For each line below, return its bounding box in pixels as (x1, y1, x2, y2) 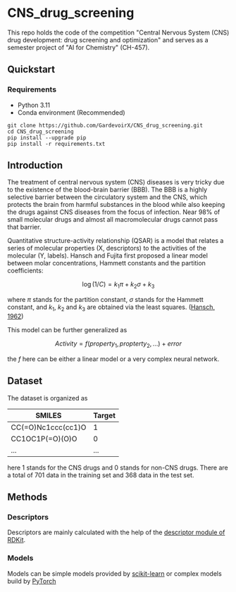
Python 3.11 (17, 101, 51, 109)
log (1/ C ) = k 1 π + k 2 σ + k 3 (82, 280, 155, 290)
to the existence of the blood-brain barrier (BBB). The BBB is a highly (7, 185, 208, 194)
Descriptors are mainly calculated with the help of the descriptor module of (7, 528, 225, 536)
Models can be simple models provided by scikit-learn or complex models (7, 569, 222, 578)
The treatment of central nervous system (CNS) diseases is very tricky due (7, 178, 225, 187)
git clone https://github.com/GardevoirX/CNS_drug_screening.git (7, 122, 203, 129)
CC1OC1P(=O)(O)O (11, 434, 77, 443)
